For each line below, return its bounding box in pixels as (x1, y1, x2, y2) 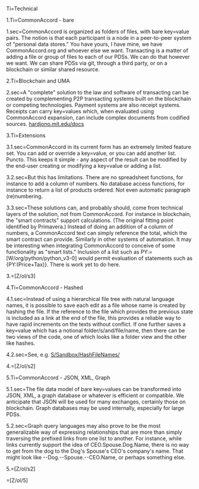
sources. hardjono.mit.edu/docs (6, 120, 84, 127)
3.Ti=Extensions (6, 132, 46, 139)
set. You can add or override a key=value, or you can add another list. (6, 150, 176, 157)
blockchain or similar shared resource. (6, 66, 100, 73)
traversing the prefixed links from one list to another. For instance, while (6, 435, 182, 442)
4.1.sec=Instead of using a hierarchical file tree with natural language (6, 296, 175, 302)
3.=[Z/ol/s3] (6, 272, 36, 280)
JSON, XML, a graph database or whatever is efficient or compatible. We (6, 392, 184, 399)
